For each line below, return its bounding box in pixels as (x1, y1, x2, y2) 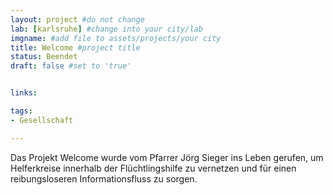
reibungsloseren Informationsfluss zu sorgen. (10, 172, 198, 185)
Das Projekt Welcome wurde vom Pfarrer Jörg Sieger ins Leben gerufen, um (10, 151, 324, 163)
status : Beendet (10, 52, 78, 62)
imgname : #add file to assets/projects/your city (10, 33, 222, 43)
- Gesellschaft (10, 115, 74, 125)
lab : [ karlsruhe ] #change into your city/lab (10, 24, 203, 34)
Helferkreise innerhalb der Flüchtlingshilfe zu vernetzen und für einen (10, 162, 297, 174)
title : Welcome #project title (10, 42, 141, 53)
